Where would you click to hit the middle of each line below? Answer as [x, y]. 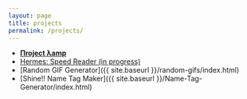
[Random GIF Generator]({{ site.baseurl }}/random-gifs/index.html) [129, 70]
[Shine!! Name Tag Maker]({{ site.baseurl [87, 79]
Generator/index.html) [56, 87]
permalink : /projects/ [46, 30]
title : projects [35, 23]
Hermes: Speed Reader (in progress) [80, 61]
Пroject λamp [43, 53]
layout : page [30, 16]
